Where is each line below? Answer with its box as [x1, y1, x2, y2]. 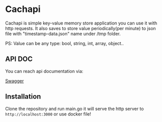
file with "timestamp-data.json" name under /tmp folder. [5, 30, 121, 36]
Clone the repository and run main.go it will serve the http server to [5, 105, 144, 111]
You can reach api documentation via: [5, 68, 84, 74]
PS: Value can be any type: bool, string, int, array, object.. [5, 40, 124, 46]
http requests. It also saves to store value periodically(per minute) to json [5, 25, 156, 31]
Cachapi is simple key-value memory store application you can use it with [5, 20, 157, 26]
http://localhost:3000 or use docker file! [5, 111, 91, 117]
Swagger [5, 77, 24, 83]
